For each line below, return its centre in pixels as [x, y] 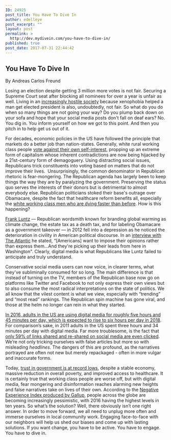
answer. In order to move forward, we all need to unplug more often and [81, 411]
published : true [22, 43]
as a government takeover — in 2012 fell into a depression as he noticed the [85, 230]
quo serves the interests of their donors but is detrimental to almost [76, 187]
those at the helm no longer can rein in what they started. [66, 305]
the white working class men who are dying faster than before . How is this [83, 204]
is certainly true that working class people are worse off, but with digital [80, 379]
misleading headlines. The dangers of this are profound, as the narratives [82, 347]
